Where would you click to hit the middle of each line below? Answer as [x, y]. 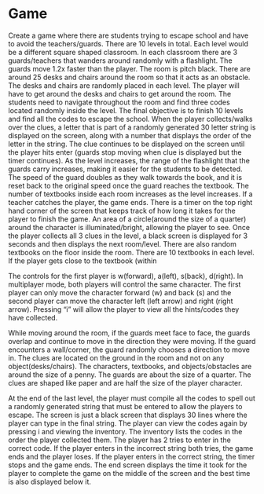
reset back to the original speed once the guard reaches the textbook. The [128, 185]
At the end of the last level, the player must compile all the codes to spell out [132, 398]
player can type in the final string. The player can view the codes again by [128, 423]
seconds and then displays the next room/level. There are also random [123, 243]
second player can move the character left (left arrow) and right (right [121, 301]
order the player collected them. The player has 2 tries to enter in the [120, 440]
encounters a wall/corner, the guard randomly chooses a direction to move [129, 349]
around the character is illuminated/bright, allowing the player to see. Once [129, 227]
